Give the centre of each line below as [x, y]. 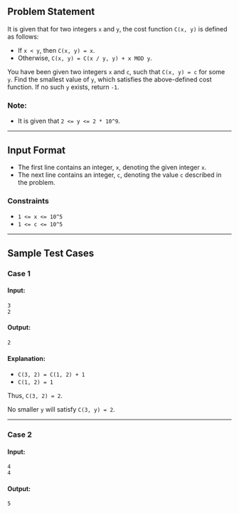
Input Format [37, 150]
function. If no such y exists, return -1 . [63, 87]
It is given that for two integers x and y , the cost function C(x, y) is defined [117, 29]
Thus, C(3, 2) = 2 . [35, 396]
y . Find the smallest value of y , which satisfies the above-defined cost [110, 79]
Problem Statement [51, 12]
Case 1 [19, 273]
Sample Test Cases [51, 253]
